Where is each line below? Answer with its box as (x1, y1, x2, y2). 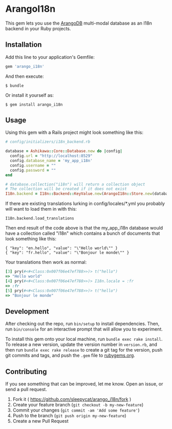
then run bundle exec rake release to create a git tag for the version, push (5, 347, 163, 353)
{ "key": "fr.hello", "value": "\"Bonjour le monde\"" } (5, 250, 130, 255)
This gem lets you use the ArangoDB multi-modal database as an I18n (5, 20, 153, 26)
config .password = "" (10, 168, 56, 173)
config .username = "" (10, 162, 56, 168)
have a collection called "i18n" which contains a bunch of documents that (5, 230, 160, 236)
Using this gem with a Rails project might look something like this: (5, 129, 143, 136)
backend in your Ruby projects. (5, 25, 71, 31)
